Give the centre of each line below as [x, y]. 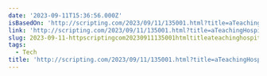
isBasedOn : [26, 23]
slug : [17, 38]
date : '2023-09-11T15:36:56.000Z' [66, 15]
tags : [17, 45]
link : [17, 30]
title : [19, 60]
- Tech [26, 52]
